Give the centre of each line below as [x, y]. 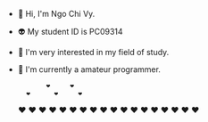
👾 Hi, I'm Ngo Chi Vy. [56, 14]
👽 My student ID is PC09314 [70, 32]
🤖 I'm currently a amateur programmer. [89, 69]
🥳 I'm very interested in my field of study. [93, 52]
